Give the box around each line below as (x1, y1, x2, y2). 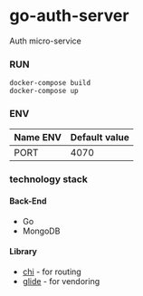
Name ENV (14, 130, 62, 143)
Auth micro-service (9, 35, 81, 46)
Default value (70, 130, 129, 143)
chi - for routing (22, 266, 81, 277)
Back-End (9, 196, 47, 206)
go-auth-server (9, 5, 129, 26)
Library (9, 246, 38, 257)
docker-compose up (9, 87, 79, 96)
